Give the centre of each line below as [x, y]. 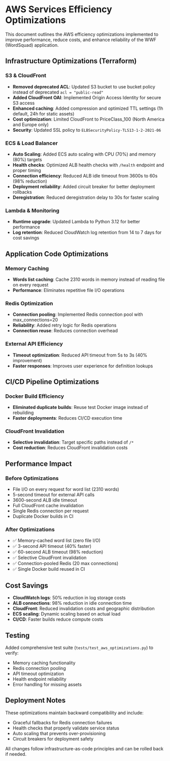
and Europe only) [31, 124]
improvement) [27, 360]
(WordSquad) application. [32, 45]
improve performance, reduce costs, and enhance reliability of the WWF [81, 40]
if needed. [16, 754]
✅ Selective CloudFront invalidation [49, 558]
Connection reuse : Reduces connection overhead [65, 331]
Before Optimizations [32, 478]
